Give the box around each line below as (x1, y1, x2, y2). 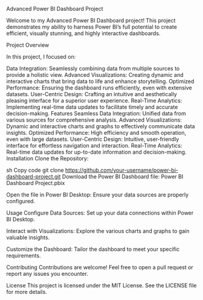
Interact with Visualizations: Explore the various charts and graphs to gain (6, 227, 190, 235)
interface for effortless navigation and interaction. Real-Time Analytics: (6, 142, 182, 149)
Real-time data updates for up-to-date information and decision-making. (6, 148, 187, 155)
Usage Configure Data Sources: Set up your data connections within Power (6, 209, 194, 217)
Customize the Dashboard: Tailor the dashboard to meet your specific (6, 246, 180, 253)
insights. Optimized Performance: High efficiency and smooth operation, (6, 129, 187, 136)
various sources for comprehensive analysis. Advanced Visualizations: (6, 116, 182, 123)
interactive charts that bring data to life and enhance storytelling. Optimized (6, 78, 195, 85)
